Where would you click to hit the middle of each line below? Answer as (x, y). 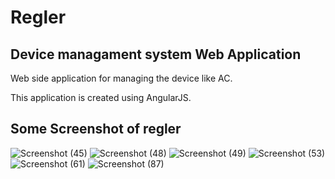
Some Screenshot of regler (96, 129)
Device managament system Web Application (156, 54)
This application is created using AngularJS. (101, 97)
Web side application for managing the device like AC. (121, 78)
